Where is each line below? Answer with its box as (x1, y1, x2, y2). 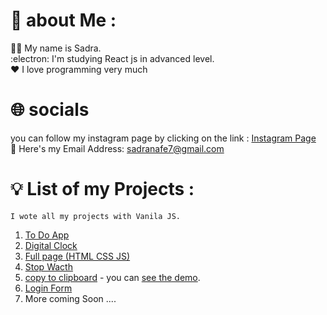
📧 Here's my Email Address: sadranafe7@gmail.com (10, 142, 225, 154)
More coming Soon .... (24, 292, 117, 304)
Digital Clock (24, 239, 78, 251)
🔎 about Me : (10, 9, 117, 32)
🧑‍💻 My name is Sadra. (10, 42, 102, 54)
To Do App (24, 229, 70, 241)
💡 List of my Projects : (10, 178, 195, 201)
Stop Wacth (24, 260, 73, 273)
